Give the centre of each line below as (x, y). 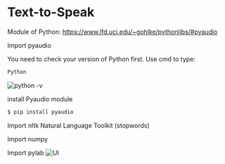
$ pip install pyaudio (40, 112)
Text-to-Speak (51, 12)
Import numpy (27, 139)
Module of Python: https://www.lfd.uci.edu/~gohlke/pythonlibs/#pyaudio (112, 32)
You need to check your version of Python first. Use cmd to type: (101, 59)
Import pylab (26, 153)
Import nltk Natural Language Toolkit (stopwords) (78, 125)
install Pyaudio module (40, 99)
